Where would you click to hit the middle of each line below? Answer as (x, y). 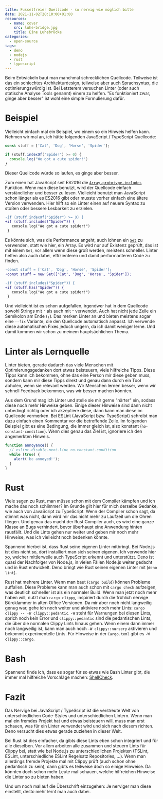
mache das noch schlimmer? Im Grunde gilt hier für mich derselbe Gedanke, (81, 506)
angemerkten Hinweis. (27, 437)
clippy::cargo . (20, 639)
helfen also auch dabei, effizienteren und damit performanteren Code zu (78, 256)
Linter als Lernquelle (47, 352)
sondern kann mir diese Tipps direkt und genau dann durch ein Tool (73, 380)
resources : (16, 19)
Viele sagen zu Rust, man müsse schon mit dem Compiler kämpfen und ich (80, 501)
